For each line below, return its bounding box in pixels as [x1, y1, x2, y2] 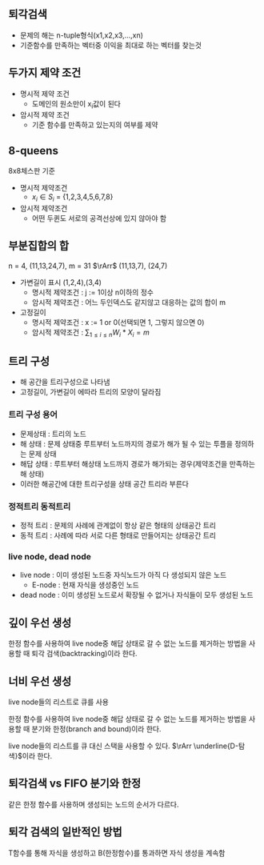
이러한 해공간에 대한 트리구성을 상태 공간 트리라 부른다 [19, 479, 190, 488]
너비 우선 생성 [8, 675, 72, 688]
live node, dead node [8, 551, 92, 562]
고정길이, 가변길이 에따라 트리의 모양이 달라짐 [19, 387, 162, 397]
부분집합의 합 [8, 239, 70, 253]
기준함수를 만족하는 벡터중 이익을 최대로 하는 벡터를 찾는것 [19, 40, 202, 50]
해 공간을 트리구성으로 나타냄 [19, 377, 110, 386]
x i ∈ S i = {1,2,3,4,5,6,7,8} [31, 192, 114, 204]
